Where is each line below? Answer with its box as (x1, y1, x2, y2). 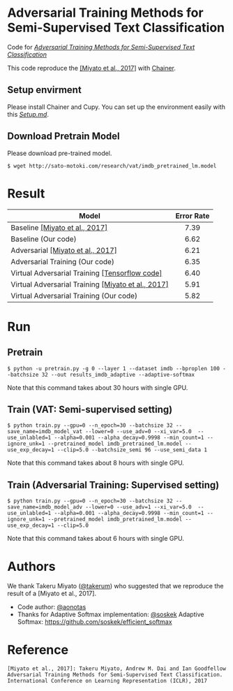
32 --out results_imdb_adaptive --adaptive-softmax (41, 371, 195, 378)
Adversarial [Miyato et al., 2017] (10, 245, 117, 255)
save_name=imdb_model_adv (7, 504, 82, 511)
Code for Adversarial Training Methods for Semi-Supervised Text (7, 43, 195, 51)
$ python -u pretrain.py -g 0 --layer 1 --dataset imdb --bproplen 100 (7, 365, 220, 372)
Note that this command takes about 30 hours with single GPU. (7, 383, 188, 392)
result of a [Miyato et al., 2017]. (7, 589, 96, 598)
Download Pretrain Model (7, 131, 120, 143)
